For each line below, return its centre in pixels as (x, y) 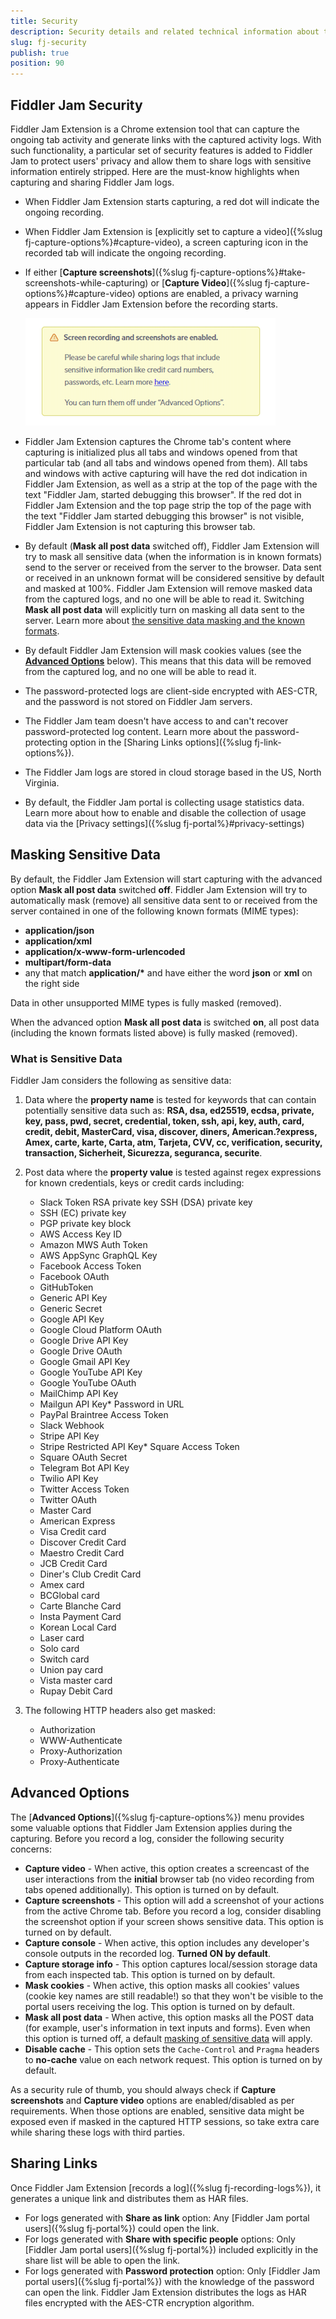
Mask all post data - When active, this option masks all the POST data (169, 2017)
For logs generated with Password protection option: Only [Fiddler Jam (172, 2271)
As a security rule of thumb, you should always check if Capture (143, 2089)
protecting (46, 742)
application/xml (58, 941)
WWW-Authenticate (81, 1741)
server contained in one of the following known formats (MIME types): (154, 911)
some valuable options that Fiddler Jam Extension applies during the (151, 1827)
